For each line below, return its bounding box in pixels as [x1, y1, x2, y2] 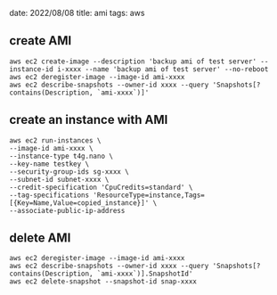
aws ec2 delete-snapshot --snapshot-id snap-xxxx [9, 277, 198, 286]
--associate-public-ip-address [9, 206, 126, 215]
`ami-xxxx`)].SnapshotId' [96, 269, 193, 279]
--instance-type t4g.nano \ [9, 152, 114, 160]
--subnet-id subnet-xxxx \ [9, 175, 110, 184]
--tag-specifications [9, 191, 90, 200]
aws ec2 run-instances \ [9, 135, 102, 145]
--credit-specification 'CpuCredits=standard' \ [9, 183, 193, 192]
